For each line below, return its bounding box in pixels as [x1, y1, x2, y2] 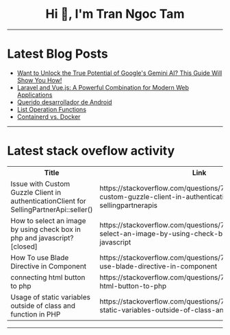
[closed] [10, 242, 38, 251]
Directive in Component [10, 261, 87, 270]
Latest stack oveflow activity [7, 143, 175, 159]
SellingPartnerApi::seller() [10, 205, 94, 214]
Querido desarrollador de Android [16, 97, 112, 106]
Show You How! [16, 76, 62, 84]
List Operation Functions [16, 105, 87, 113]
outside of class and [10, 301, 76, 310]
